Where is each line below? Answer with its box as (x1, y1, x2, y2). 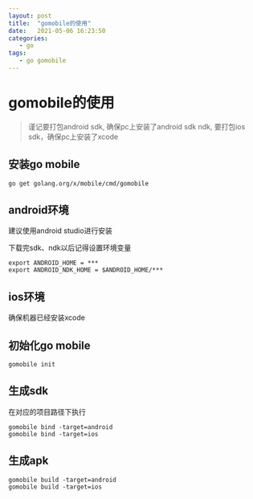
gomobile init (8, 361, 56, 369)
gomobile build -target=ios (8, 483, 103, 491)
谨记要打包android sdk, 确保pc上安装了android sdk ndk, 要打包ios (27, 121, 246, 131)
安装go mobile (8, 157, 80, 171)
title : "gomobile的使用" (8, 19, 92, 27)
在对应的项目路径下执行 (8, 407, 86, 416)
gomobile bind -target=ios (8, 430, 99, 438)
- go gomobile (18, 57, 67, 65)
